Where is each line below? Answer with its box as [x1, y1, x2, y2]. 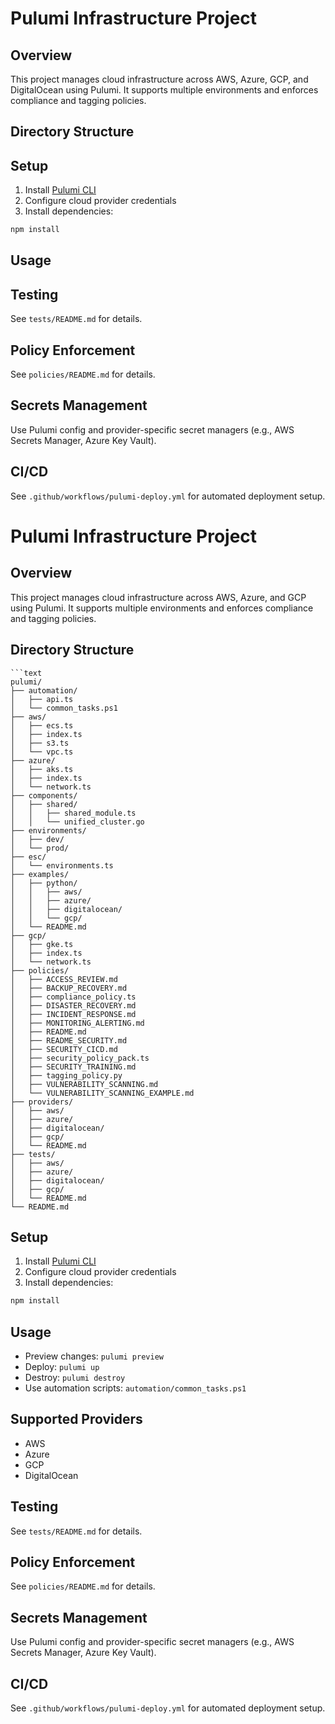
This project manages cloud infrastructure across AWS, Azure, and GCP [10, 591, 307, 603]
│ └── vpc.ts [10, 747, 74, 757]
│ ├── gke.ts [10, 939, 74, 949]
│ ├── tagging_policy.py [10, 1070, 123, 1081]
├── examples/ [10, 869, 70, 879]
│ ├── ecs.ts [10, 720, 74, 731]
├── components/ [10, 790, 78, 801]
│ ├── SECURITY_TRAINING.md [10, 1062, 137, 1072]
